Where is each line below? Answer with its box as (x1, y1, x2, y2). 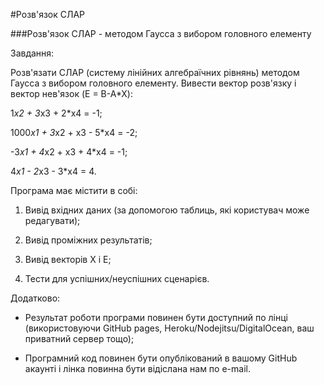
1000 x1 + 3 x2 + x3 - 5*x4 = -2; (10, 127, 138, 138)
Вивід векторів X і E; (24, 254, 112, 265)
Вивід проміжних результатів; (24, 234, 153, 246)
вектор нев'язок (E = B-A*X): (10, 88, 134, 99)
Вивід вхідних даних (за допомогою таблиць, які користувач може (24, 204, 310, 216)
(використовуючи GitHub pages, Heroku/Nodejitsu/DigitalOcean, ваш (24, 322, 315, 334)
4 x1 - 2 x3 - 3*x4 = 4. (10, 165, 97, 177)
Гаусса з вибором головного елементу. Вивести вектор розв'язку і (10, 77, 297, 89)
